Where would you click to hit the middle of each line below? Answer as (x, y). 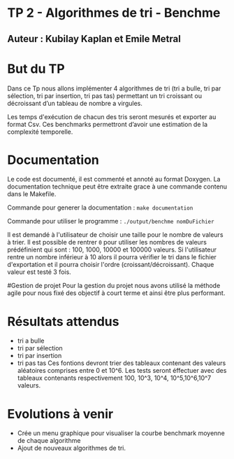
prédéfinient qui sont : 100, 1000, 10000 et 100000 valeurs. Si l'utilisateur (112, 249)
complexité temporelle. (40, 132)
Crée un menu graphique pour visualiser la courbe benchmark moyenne (121, 433)
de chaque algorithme (49, 441)
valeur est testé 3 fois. (39, 272)
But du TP (36, 69)
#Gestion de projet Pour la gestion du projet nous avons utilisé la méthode (114, 286)
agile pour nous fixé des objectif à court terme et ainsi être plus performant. (116, 293)
